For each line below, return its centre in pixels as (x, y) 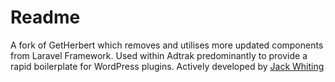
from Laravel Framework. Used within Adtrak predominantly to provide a (159, 55)
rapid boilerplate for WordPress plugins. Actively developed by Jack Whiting (167, 66)
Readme (45, 17)
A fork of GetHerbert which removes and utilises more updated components (167, 45)
